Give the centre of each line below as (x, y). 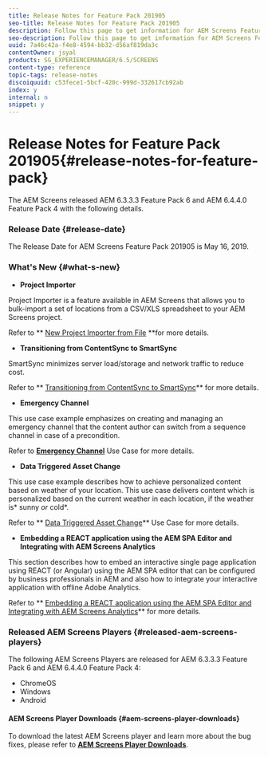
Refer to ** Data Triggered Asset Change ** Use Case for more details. (124, 522)
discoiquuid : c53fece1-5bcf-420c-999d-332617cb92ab (96, 82)
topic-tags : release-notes (53, 75)
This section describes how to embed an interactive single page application (132, 562)
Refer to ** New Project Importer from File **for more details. (109, 333)
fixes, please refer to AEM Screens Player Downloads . (99, 745)
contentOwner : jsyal (43, 53)
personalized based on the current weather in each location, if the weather (131, 499)
